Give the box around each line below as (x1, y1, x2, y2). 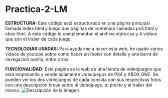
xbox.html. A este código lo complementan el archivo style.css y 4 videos (5, 30, 157, 36)
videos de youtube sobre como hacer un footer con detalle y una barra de (5, 51, 158, 57)
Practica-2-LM (5, 3, 68, 15)
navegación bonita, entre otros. (5, 56, 70, 62)
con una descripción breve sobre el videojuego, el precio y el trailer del (5, 81, 152, 88)
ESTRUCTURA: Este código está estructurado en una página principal (5, 20, 150, 26)
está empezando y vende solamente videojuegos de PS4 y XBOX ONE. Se (5, 71, 158, 77)
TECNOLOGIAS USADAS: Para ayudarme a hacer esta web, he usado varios (5, 45, 163, 51)
